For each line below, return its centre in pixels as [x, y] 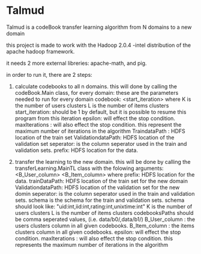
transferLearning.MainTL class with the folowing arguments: [89, 168]
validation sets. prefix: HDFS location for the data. [76, 150]
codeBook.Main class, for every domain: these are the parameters [97, 92]
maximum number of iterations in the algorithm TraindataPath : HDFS [100, 131]
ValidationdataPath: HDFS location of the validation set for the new [97, 187]
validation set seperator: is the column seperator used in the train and [101, 144]
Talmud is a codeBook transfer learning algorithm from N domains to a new [99, 27]
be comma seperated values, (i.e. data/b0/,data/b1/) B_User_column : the [105, 219]
